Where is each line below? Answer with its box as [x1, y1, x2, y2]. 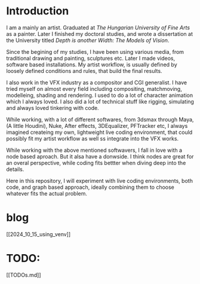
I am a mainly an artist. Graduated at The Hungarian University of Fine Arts [6, 24, 190, 31]
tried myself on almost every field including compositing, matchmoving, [6, 85, 182, 92]
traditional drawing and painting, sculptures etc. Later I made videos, [6, 54, 176, 62]
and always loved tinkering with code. [6, 104, 100, 111]
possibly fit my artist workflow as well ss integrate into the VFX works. [6, 135, 179, 142]
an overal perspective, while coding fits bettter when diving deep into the [6, 159, 186, 166]
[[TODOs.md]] [6, 271, 41, 279]
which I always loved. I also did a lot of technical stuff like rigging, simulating [6, 97, 194, 105]
